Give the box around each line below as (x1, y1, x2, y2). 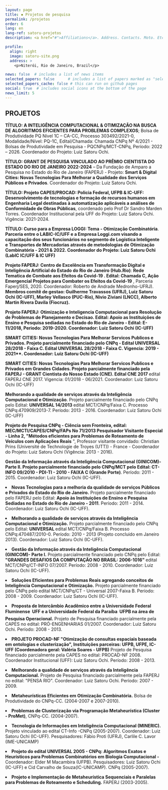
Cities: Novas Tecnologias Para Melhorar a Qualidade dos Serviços (5, 175, 147, 181)
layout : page (5, 7, 32, 13)
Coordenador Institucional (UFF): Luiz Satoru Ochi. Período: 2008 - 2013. (5, 657, 156, 663)
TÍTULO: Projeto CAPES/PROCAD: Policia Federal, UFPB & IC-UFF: (5, 190, 144, 196)
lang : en (5, 26, 23, 31)
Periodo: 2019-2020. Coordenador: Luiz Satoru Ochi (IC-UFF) (23, 325, 153, 331)
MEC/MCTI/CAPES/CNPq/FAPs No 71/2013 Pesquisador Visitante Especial (5, 428, 163, 434)
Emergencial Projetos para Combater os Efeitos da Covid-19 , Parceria (5, 278, 153, 284)
